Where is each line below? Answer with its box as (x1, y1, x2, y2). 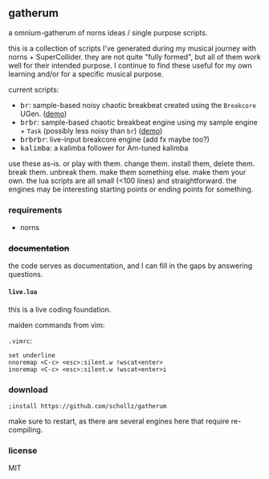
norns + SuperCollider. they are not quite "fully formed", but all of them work (8, 52, 261, 61)
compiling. (8, 424, 43, 434)
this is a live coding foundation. (8, 304, 112, 314)
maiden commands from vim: (8, 320, 105, 329)
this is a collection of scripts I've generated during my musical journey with (8, 43, 257, 53)
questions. (8, 270, 43, 279)
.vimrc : (8, 336, 32, 345)
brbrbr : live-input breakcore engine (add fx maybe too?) (19, 134, 210, 144)
